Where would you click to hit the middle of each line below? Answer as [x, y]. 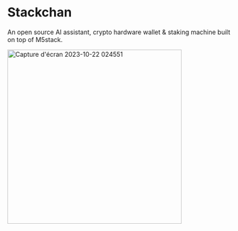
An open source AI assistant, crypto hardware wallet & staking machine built [119, 32]
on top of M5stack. [35, 39]
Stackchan [40, 12]
